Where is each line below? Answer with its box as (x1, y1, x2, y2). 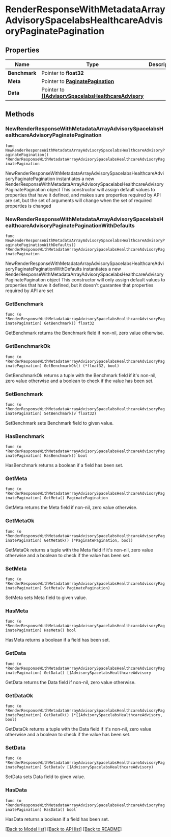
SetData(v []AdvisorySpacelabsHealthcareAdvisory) (44, 765, 154, 770)
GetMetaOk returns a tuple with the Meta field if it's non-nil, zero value (5, 546, 154, 553)
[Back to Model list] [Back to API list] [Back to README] (5, 826, 122, 832)
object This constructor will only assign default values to (47, 276, 165, 282)
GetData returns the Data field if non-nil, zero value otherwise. (5, 679, 136, 685)
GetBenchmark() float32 (44, 321, 95, 326)
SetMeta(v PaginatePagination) (44, 586, 110, 591)
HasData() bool (44, 807, 76, 812)
